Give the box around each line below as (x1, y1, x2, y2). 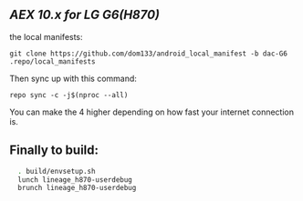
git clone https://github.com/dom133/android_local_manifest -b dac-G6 (9, 49, 287, 58)
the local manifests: (9, 31, 84, 42)
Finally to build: (9, 143, 99, 158)
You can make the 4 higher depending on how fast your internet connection (9, 106, 295, 117)
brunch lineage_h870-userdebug (17, 184, 137, 193)
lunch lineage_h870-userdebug (17, 175, 132, 185)
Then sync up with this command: (9, 73, 137, 84)
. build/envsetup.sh (17, 166, 96, 176)
